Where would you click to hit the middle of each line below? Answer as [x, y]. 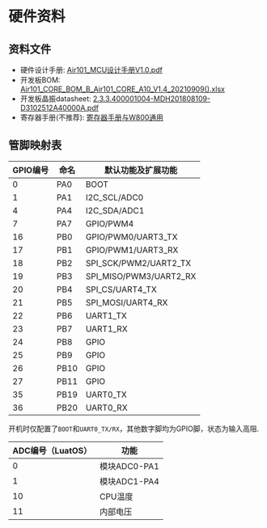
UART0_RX [106, 408]
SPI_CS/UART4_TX [121, 289]
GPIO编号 [31, 170]
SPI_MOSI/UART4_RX [127, 302]
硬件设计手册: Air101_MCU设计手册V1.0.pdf [91, 70]
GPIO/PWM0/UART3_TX [131, 237]
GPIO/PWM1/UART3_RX [132, 250]
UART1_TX [106, 315]
